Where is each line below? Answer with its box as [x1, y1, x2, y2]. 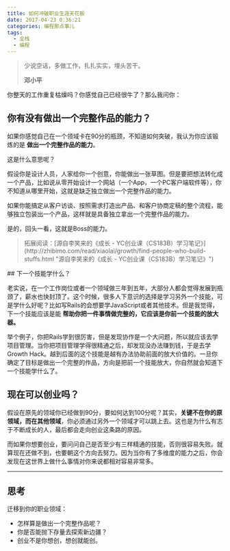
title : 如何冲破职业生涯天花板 [7, 10, 85, 17]
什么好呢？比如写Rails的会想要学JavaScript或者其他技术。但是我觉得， [18, 300, 219, 309]
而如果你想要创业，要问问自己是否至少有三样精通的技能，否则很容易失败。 [7, 439, 217, 448]
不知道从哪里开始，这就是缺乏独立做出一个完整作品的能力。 [7, 186, 175, 195]
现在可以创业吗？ [7, 389, 79, 400]
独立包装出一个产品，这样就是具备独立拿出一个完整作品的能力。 [12, 209, 193, 218]
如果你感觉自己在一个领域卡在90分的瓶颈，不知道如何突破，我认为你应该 [7, 131, 213, 140]
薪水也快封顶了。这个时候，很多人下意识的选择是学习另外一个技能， [25, 292, 217, 300]
